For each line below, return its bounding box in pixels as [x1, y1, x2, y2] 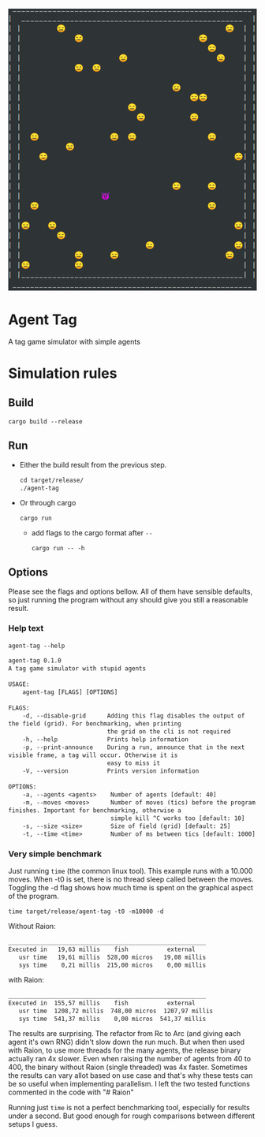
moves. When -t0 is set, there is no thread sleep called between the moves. [8, 874, 254, 884]
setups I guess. [8, 1120, 58, 1129]
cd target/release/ [19, 476, 84, 484]
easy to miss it [106, 759, 160, 767]
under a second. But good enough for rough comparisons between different [8, 1111, 255, 1120]
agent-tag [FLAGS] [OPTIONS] [22, 688, 118, 696]
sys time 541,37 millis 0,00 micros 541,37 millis [18, 1015, 207, 1023]
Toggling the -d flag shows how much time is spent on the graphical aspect [8, 883, 254, 893]
